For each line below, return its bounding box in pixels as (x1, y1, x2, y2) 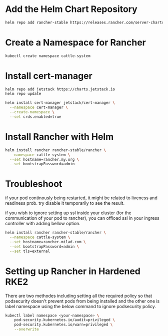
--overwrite (14, 327, 39, 332)
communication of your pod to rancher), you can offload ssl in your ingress (5, 215, 160, 221)
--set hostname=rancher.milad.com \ (9, 239, 86, 244)
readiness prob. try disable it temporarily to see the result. (5, 200, 125, 206)
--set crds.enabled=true (9, 114, 61, 119)
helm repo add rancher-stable (5, 20, 68, 25)
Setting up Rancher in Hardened (5, 266, 141, 277)
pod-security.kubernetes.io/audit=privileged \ (14, 318, 115, 323)
